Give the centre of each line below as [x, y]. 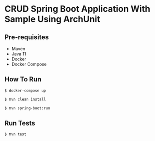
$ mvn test [15, 134]
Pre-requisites [27, 37]
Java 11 [19, 54]
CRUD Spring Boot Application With [77, 9]
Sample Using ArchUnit [52, 19]
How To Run [23, 79]
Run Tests [20, 123]
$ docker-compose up [25, 91]
